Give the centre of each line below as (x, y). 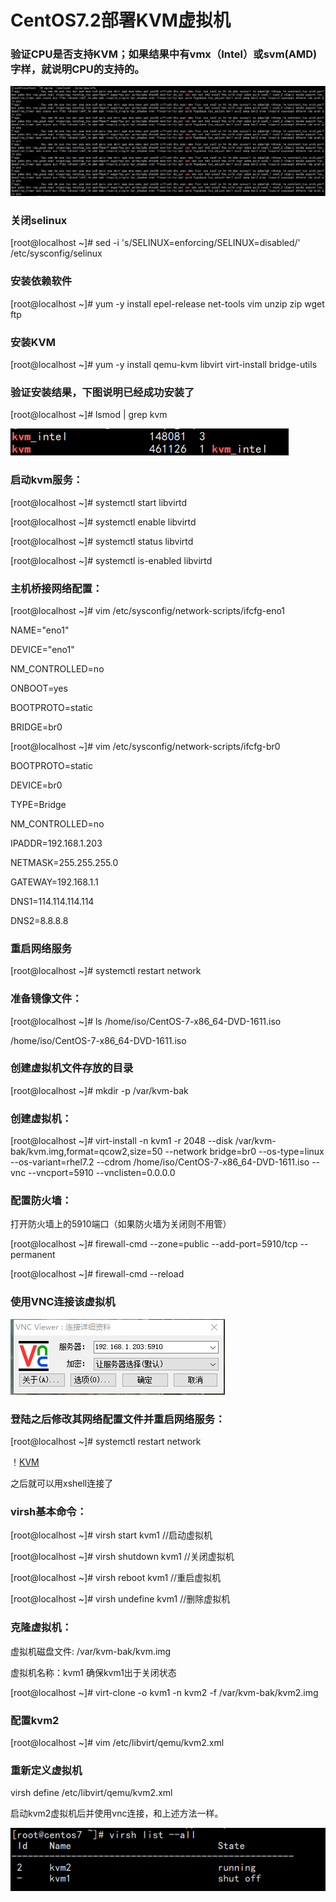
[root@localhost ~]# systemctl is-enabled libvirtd (111, 560)
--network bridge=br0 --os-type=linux (244, 1152)
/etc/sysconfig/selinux (56, 253)
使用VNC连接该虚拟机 (63, 1302)
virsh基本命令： (49, 1511)
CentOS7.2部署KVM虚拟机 (120, 20)
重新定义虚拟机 (46, 1770)
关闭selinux (39, 221)
